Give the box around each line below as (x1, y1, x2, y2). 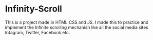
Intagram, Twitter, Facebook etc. (5, 29, 70, 35)
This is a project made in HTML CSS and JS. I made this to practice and (5, 19, 149, 25)
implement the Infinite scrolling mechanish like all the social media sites (5, 24, 149, 30)
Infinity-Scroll (5, 3, 62, 14)
